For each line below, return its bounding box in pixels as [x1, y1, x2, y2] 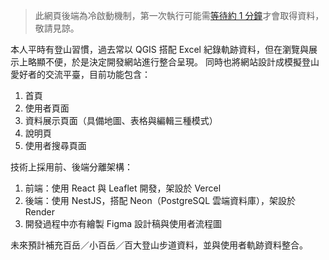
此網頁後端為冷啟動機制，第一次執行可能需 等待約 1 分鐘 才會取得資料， [34, 10, 325, 21]
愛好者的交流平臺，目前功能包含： [10, 69, 151, 80]
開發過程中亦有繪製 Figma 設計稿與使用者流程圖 [24, 218, 223, 229]
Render [24, 206, 56, 218]
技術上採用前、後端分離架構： [10, 161, 133, 173]
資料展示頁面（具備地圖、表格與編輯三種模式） [24, 115, 218, 126]
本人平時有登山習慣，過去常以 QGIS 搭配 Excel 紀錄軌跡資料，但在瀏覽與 [10, 44, 309, 55]
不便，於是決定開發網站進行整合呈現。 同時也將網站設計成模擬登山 [44, 56, 320, 68]
